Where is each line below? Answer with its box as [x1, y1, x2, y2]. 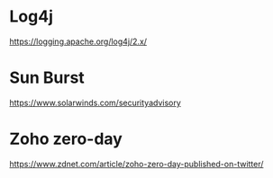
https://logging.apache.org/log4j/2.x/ [9, 36, 147, 47]
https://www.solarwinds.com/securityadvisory [9, 97, 182, 108]
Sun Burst [9, 67, 86, 88]
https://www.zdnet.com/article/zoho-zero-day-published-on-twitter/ [9, 158, 264, 169]
